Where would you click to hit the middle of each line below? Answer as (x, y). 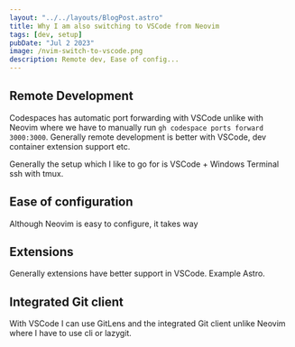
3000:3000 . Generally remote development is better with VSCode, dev (138, 137)
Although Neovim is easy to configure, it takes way (104, 224)
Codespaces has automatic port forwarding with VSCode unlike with (137, 117)
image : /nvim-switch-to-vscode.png (76, 51)
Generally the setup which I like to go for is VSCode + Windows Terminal (144, 164)
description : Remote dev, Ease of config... (94, 59)
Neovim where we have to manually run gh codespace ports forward (137, 127)
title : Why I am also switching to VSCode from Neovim (115, 26)
